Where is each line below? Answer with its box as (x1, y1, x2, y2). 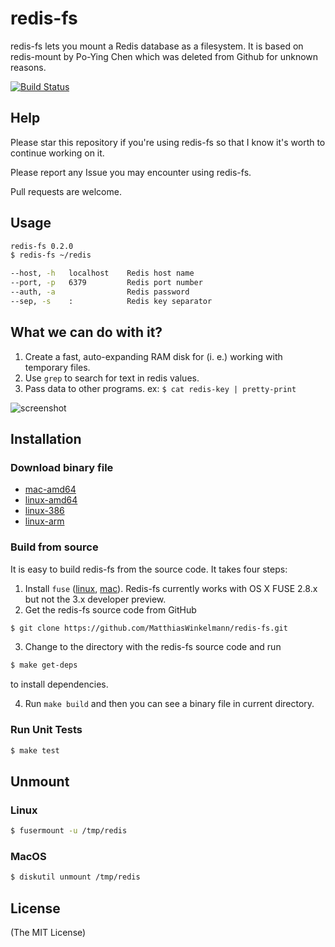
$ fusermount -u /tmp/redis (10, 826, 128, 836)
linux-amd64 (24, 494, 78, 506)
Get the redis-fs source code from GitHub (24, 603, 197, 616)
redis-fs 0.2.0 (10, 241, 74, 251)
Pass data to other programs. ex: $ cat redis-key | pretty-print (24, 382, 297, 394)
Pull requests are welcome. (10, 185, 122, 197)
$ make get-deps (10, 660, 78, 671)
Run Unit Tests (10, 723, 83, 737)
